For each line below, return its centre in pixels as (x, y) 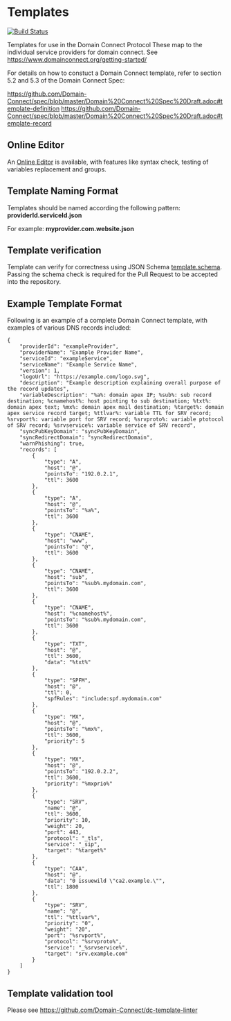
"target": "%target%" (75, 851)
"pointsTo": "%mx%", (74, 729)
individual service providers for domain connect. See (82, 52)
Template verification (54, 250)
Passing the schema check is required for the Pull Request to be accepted (112, 274)
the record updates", (38, 389)
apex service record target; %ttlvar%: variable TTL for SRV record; (110, 414)
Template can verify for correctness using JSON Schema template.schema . (115, 267)
